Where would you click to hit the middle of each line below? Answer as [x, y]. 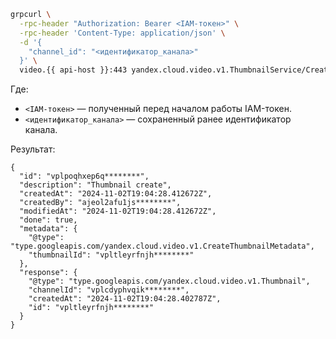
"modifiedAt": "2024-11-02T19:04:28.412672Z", [118, 211]
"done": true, [48, 220]
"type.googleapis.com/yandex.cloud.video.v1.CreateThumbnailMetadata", [162, 246]
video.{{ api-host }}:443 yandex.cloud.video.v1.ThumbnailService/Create [176, 70]
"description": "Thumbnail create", [95, 185]
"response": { [48, 273]
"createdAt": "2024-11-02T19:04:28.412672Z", [116, 194]
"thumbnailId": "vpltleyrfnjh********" [111, 255]
